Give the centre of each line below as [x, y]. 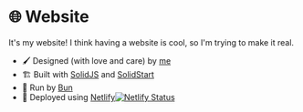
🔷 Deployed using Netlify [68, 97]
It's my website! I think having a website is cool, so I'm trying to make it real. [151, 42]
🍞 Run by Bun [47, 87]
